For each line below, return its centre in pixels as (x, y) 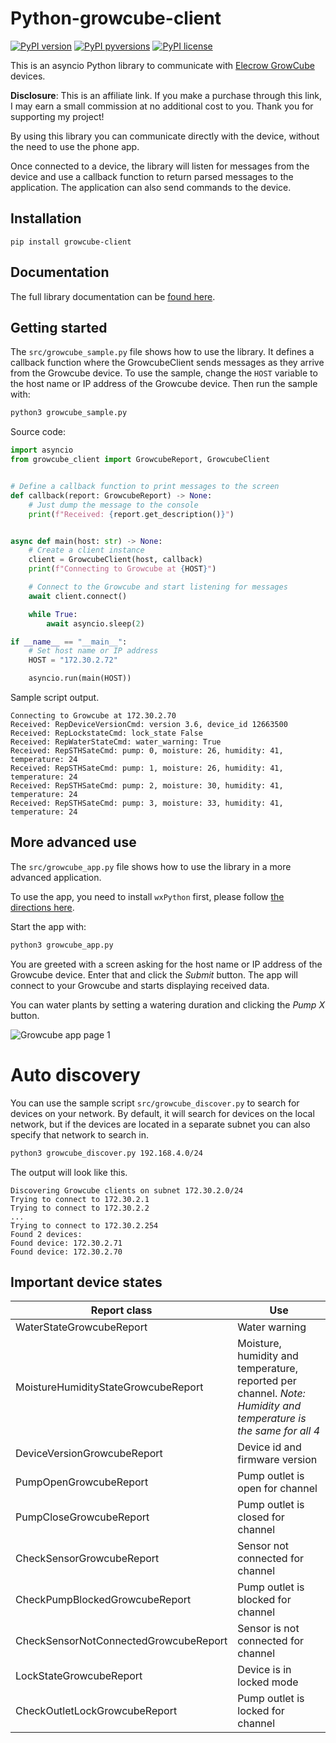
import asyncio (42, 450)
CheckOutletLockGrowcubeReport (96, 1711)
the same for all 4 (278, 1431)
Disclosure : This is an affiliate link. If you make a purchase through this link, (166, 95)
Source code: (38, 432)
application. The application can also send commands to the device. (151, 187)
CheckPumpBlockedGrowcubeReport (103, 1600)
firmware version (277, 1460)
